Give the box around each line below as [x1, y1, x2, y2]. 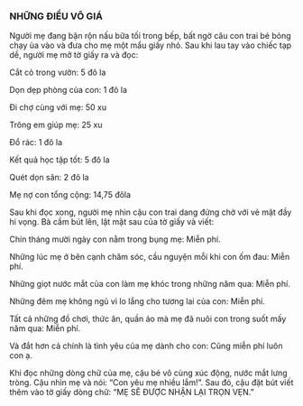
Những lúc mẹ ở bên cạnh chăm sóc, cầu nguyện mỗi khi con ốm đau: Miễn [9, 252, 290, 263]
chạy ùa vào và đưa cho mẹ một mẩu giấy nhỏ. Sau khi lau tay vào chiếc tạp [9, 40, 292, 51]
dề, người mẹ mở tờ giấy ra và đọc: [9, 50, 139, 60]
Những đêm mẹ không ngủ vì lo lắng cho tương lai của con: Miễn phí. [9, 296, 266, 307]
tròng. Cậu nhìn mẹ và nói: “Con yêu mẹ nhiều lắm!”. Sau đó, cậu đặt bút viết [9, 377, 294, 388]
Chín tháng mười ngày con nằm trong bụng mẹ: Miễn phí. [9, 234, 221, 245]
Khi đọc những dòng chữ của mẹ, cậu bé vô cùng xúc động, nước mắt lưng [9, 367, 288, 379]
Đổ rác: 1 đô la [9, 137, 63, 148]
